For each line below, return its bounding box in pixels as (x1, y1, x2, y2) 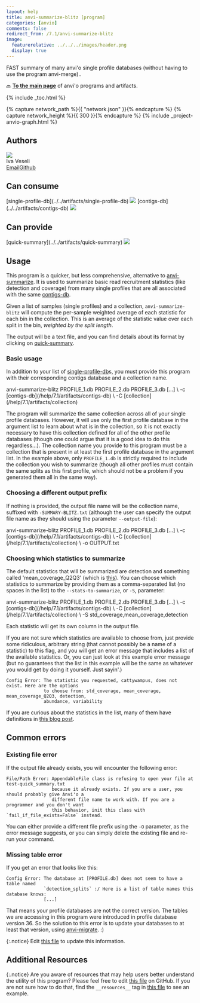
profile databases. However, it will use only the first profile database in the (6, 417, 189, 424)
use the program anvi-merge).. (6, 70, 82, 78)
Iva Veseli (6, 157, 30, 164)
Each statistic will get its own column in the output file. (6, 622, 140, 629)
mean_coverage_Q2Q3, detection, (6, 693, 87, 699)
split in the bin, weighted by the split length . (6, 322, 113, 329)
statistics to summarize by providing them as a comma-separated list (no (6, 580, 186, 588)
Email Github (6, 164, 36, 171)
